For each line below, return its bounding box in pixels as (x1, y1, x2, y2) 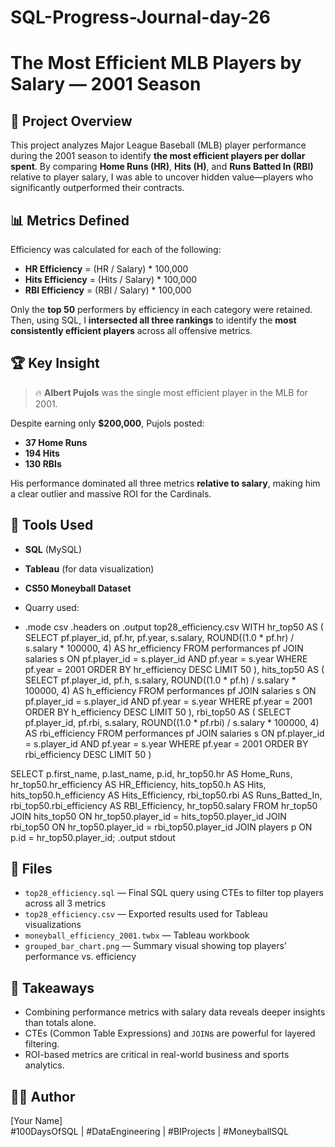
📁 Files (10, 861, 53, 878)
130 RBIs (24, 457, 62, 470)
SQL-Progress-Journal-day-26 (10, 6, 271, 29)
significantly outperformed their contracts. (10, 182, 185, 194)
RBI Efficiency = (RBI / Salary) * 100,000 (24, 284, 192, 296)
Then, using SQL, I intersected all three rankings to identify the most (10, 314, 297, 326)
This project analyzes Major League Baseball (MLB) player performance (10, 139, 307, 151)
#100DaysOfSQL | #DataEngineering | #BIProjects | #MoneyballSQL (10, 1126, 290, 1138)
